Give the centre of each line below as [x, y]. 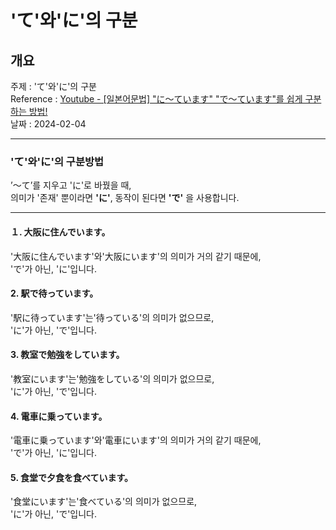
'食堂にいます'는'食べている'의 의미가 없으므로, [104, 502]
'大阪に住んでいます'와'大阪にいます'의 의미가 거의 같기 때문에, [136, 256]
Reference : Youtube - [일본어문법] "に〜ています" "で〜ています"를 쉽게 [156, 99]
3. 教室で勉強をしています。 [67, 355]
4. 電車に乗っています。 [59, 416]
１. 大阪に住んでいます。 [60, 232]
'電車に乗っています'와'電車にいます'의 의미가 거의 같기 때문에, [136, 440]
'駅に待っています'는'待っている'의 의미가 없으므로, [112, 317]
